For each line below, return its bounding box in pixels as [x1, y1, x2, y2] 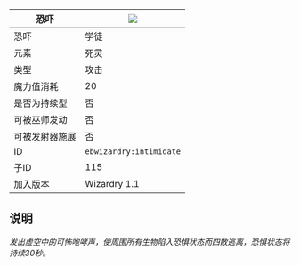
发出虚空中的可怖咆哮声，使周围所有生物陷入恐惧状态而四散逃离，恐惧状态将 [9, 236, 290, 247]
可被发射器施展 [13, 131, 77, 142]
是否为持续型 [13, 97, 69, 109]
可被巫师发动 [13, 114, 69, 125]
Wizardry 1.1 [85, 178, 140, 189]
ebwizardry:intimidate [85, 147, 181, 157]
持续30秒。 [9, 247, 51, 258]
